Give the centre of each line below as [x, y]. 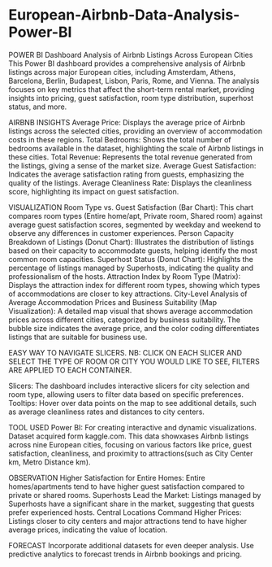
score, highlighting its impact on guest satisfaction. [94, 191]
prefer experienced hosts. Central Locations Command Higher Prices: [125, 512]
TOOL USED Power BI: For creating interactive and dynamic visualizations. [133, 427]
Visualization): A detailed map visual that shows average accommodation [131, 311]
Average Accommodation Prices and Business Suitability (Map [113, 302]
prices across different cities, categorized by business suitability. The [125, 320]
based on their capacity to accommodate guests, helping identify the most [133, 251]
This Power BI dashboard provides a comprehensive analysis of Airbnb [127, 63]
